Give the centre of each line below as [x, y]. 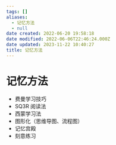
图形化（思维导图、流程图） [49, 121]
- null [20, 28]
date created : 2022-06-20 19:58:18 [50, 34]
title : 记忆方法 [24, 50]
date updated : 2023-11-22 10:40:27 [50, 45]
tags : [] [17, 12]
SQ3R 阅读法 [30, 106]
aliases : [17, 17]
